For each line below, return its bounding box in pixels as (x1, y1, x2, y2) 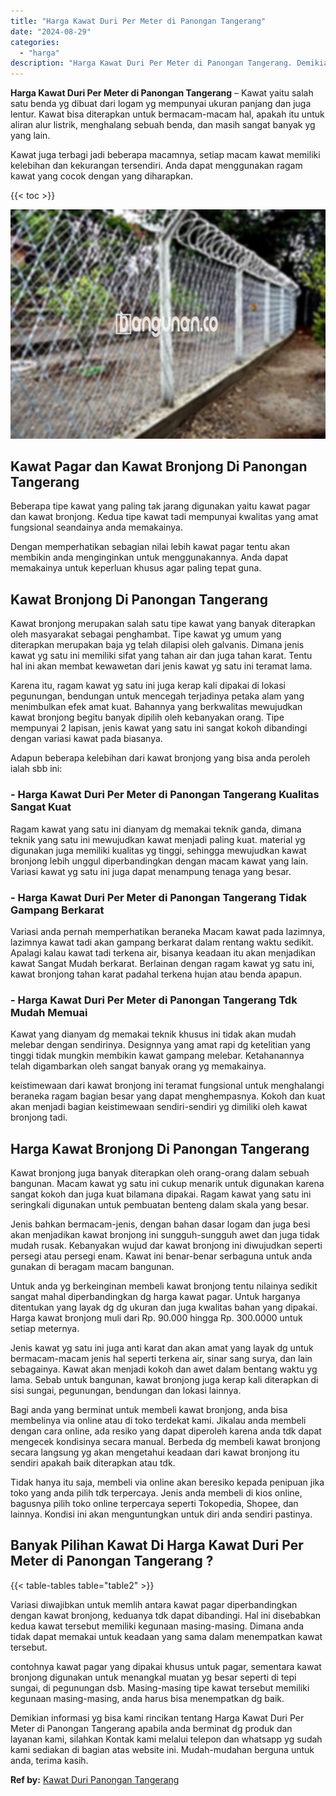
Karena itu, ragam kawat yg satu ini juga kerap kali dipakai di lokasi (10, 680, 286, 692)
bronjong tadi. (10, 1111, 68, 1124)
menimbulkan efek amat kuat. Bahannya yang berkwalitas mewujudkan (10, 701, 303, 713)
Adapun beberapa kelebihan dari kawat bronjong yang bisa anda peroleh (10, 752, 311, 764)
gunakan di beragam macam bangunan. (10, 1260, 175, 1272)
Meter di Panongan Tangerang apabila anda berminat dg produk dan (10, 1722, 293, 1734)
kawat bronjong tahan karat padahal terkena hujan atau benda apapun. (10, 968, 303, 980)
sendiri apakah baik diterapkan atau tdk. (10, 1456, 176, 1469)
